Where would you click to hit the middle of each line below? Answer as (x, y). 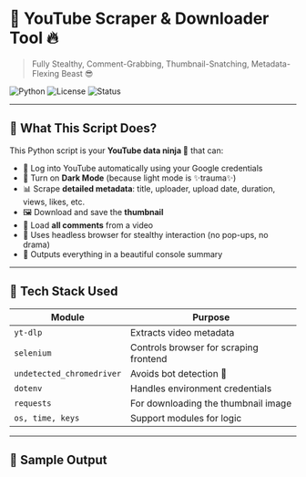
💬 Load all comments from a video (88, 225)
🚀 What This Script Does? (83, 128)
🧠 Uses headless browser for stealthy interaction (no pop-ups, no (145, 234)
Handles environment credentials (201, 389)
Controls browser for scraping (195, 347)
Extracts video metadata (183, 332)
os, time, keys (47, 418)
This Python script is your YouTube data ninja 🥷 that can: (117, 150)
